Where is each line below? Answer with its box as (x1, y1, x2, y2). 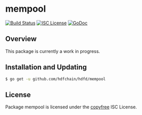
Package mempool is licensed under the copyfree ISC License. (5, 104, 137, 110)
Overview (5, 35, 37, 43)
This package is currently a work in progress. (5, 48, 100, 54)
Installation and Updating (5, 63, 87, 72)
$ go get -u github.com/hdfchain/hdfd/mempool (5, 76, 106, 81)
